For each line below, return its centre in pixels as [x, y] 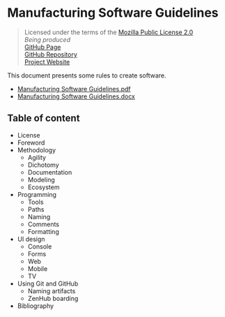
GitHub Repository [51, 54]
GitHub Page [42, 47]
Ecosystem [44, 187]
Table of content [44, 118]
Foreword [31, 142]
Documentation [50, 172]
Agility [37, 157]
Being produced [47, 39]
